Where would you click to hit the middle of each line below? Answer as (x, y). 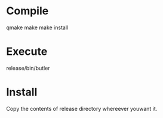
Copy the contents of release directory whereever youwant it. (82, 108)
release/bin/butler (28, 68)
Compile (27, 11)
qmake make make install (37, 27)
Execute (27, 52)
